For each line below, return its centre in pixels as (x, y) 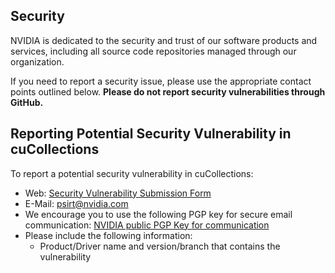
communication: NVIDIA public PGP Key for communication (147, 225)
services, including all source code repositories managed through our (153, 51)
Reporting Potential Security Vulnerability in (151, 134)
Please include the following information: (108, 235)
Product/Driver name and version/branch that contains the (160, 246)
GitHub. (27, 102)
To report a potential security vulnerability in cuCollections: (132, 173)
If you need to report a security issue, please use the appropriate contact (161, 81)
